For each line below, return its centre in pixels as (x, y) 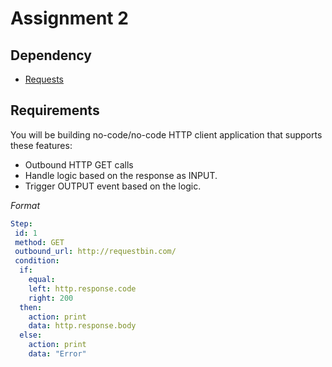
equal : (42, 280)
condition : (37, 261)
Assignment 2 (69, 18)
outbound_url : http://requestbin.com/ (95, 252)
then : (31, 307)
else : (31, 335)
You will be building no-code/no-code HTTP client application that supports (166, 134)
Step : (21, 223)
